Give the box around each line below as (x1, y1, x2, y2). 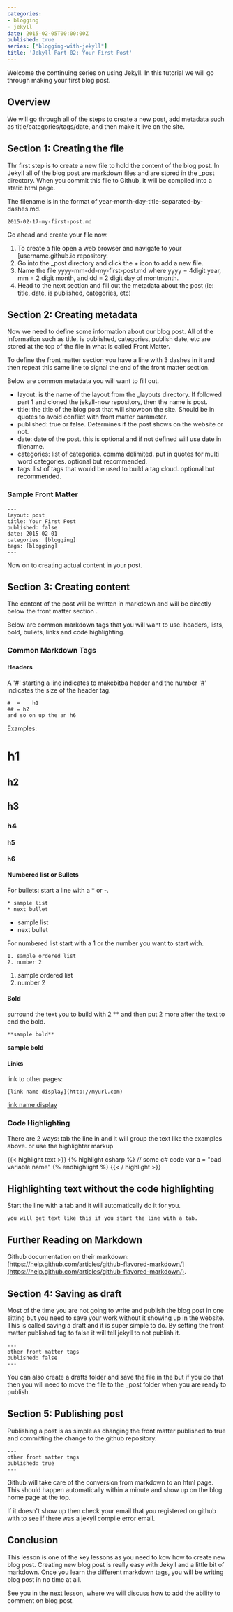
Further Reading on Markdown (7, 1234, 143, 1246)
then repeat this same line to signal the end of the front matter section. (7, 363, 211, 372)
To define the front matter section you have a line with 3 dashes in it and (7, 356, 215, 364)
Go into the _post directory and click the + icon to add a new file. (17, 258, 204, 267)
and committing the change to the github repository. (7, 1433, 157, 1443)
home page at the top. (7, 1493, 71, 1501)
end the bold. (7, 1017, 45, 1026)
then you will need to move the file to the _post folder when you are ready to (7, 1380, 227, 1389)
